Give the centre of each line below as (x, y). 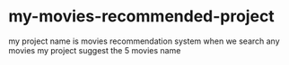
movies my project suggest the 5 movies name (95, 50)
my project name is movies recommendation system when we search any (144, 41)
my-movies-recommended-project (141, 16)
